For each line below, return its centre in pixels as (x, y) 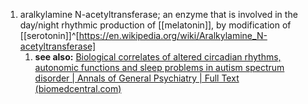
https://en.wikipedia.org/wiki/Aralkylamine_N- (173, 35)
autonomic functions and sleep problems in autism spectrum (159, 67)
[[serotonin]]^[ (49, 35)
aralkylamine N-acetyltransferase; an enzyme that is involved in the (158, 14)
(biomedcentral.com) (78, 88)
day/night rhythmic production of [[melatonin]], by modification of (155, 25)
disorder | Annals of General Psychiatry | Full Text (137, 78)
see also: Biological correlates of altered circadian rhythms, (158, 57)
